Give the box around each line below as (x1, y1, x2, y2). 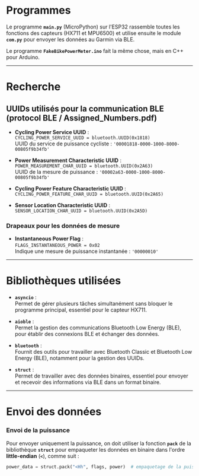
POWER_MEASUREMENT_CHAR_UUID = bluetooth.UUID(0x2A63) (14, 163, 153, 169)
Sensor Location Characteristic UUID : (14, 201, 111, 208)
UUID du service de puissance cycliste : (14, 140, 113, 147)
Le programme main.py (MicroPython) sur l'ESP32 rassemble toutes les (6, 23, 180, 30)
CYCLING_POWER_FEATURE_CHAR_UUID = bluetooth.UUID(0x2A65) (14, 191, 164, 197)
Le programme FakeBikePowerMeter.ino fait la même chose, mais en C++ (6, 47, 184, 54)
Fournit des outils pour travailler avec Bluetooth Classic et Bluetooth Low (14, 348, 192, 356)
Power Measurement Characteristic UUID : (14, 157, 122, 164)
